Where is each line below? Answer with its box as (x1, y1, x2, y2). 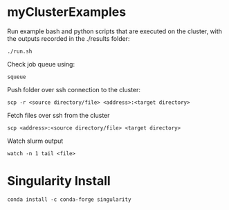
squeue (7, 73, 26, 80)
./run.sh (7, 48, 33, 55)
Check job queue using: (7, 60, 75, 68)
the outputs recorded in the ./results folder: (7, 34, 130, 42)
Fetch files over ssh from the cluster (7, 111, 110, 119)
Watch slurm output (7, 137, 64, 145)
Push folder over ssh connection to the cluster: (7, 85, 140, 94)
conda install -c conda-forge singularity (7, 195, 131, 203)
